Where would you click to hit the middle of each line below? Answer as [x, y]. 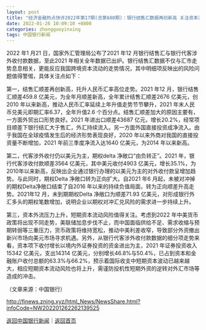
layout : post [23, 12]
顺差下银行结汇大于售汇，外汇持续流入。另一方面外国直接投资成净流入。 [103, 128]
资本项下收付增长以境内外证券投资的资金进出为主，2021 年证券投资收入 [107, 245]
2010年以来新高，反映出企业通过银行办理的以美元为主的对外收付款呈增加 [98, 171]
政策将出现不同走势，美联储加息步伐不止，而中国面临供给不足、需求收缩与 [100, 223]
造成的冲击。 [22, 276]
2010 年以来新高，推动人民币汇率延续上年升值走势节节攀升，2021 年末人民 [101, 104]
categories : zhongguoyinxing [44, 29]
